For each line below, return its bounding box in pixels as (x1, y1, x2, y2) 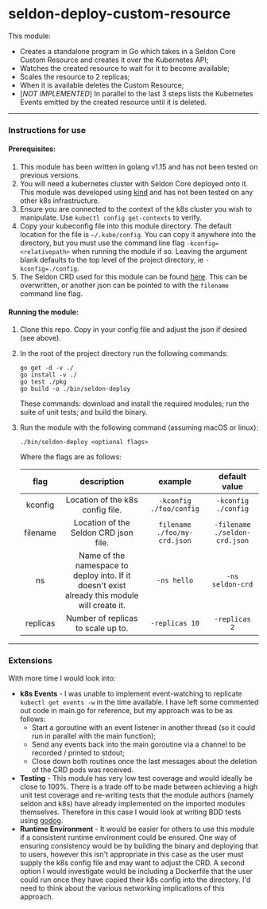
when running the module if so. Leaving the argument (71, 247, 248, 256)
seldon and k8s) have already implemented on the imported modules (19, 798, 246, 808)
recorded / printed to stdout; (31, 747, 125, 757)
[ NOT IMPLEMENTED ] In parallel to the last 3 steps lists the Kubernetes (19, 88, 253, 98)
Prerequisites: (8, 144, 56, 154)
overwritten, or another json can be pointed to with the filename (19, 280, 229, 291)
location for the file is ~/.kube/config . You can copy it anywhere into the (19, 230, 257, 240)
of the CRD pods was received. (31, 765, 133, 774)
